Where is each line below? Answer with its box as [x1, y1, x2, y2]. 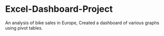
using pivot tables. [5, 25, 43, 31]
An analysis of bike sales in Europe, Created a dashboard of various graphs [5, 20, 160, 26]
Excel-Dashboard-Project [5, 3, 113, 15]
